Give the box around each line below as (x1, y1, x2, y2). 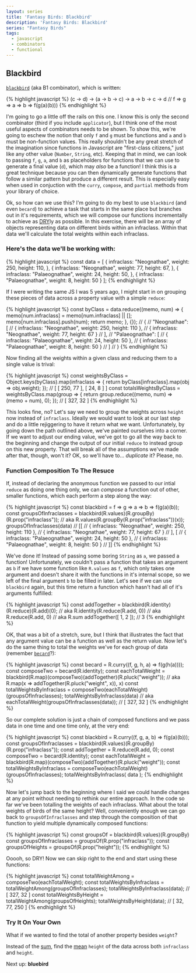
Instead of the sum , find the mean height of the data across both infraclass (6, 943, 190, 950)
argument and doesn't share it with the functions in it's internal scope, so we (6, 571, 190, 578)
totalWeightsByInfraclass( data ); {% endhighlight (64, 771, 183, 778)
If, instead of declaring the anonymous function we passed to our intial (6, 480, 176, 487)
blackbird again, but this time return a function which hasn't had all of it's (6, 584, 183, 591)
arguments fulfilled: (6, 590, 53, 597)
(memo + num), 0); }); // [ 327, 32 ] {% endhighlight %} (6, 397, 138, 404)
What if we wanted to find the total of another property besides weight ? (6, 931, 178, 938)
